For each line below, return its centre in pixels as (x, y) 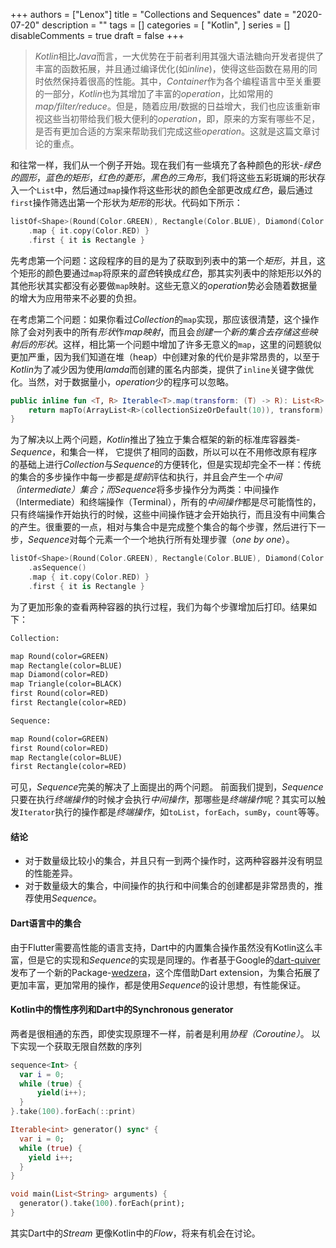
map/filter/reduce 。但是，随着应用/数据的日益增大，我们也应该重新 (173, 106)
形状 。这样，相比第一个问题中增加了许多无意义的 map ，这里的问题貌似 (179, 344)
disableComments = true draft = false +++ (97, 35)
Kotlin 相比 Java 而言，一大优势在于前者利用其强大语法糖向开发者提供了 (179, 56)
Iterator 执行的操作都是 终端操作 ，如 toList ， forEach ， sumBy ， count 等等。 (172, 812)
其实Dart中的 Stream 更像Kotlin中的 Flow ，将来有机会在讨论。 (135, 1233)
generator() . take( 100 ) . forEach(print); (102, 1204)
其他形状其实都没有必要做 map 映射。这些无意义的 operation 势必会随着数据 (159, 285)
